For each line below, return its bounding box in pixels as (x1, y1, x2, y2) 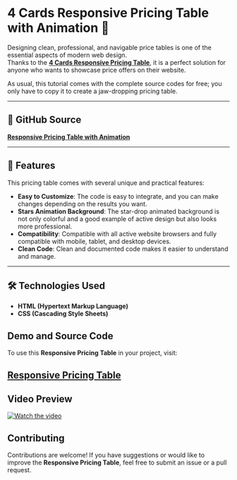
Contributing (7, 432, 65, 444)
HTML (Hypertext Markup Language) (17, 302, 128, 311)
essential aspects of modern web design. (7, 51, 128, 59)
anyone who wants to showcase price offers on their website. (7, 66, 186, 74)
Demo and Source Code (7, 330, 114, 342)
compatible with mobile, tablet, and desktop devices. (17, 237, 171, 245)
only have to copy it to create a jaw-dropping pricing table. (7, 87, 178, 95)
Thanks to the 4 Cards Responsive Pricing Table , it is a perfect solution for (7, 58, 226, 66)
